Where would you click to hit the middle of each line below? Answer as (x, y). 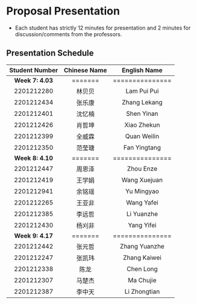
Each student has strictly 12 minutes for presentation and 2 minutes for (103, 28)
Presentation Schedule (50, 53)
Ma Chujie (142, 280)
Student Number (34, 70)
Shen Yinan (142, 113)
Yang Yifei (142, 225)
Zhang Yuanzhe (142, 246)
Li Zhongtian (142, 291)
